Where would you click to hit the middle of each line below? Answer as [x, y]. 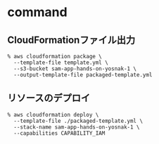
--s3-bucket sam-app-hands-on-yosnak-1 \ [75, 69]
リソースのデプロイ [49, 98]
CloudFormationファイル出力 [71, 40]
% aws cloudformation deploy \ [53, 114]
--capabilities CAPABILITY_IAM [59, 133]
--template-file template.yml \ [61, 63]
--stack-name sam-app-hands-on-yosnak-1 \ [77, 127]
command [38, 12]
